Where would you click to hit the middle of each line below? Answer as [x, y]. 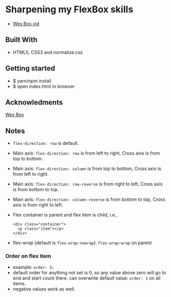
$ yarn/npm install [32, 81]
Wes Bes [15, 115]
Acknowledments [34, 102]
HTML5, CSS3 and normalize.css [48, 52]
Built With [21, 40]
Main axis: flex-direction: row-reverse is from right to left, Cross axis [88, 184]
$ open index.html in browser [44, 86]
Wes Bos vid [26, 24]
